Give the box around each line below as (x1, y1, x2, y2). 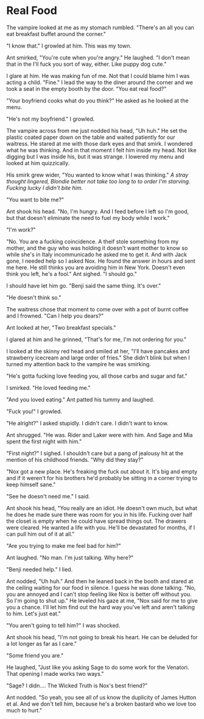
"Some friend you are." (6, 651, 64, 659)
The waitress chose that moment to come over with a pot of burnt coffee (6, 305, 189, 313)
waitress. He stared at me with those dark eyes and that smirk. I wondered (6, 140, 193, 147)
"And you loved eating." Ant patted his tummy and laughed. (6, 395, 155, 403)
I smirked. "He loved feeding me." (6, 384, 91, 391)
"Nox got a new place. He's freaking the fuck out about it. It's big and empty (6, 467, 198, 475)
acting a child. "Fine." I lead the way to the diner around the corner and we (6, 79, 193, 86)
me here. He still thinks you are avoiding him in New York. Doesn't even (6, 263, 186, 271)
